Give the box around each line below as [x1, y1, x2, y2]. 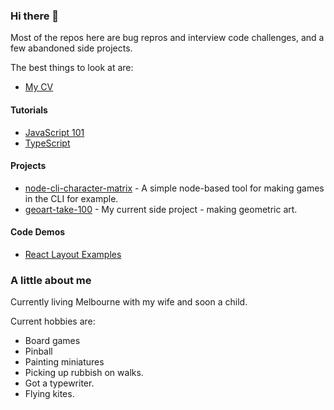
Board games [24, 335, 81, 347]
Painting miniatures [24, 356, 105, 368]
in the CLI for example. [24, 192, 119, 204]
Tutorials [10, 104, 48, 116]
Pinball [24, 345, 53, 358]
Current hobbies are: [10, 315, 96, 328]
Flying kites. [24, 388, 75, 400]
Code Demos [10, 226, 66, 238]
